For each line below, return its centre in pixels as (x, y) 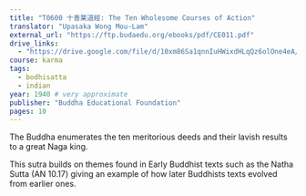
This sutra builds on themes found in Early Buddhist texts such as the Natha (152, 164)
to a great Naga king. (49, 147)
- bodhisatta (42, 77)
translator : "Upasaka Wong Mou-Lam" (79, 26)
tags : (20, 69)
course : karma (36, 60)
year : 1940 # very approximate (69, 94)
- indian (34, 86)
